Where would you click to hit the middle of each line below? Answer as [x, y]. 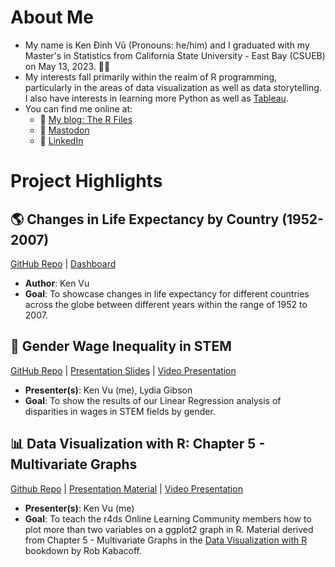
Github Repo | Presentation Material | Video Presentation [126, 488]
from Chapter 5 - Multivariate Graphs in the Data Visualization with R [166, 540]
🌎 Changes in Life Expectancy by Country [145, 219]
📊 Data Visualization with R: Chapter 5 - [138, 444]
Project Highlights [86, 181]
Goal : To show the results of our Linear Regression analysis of [153, 400]
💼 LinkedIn [61, 140]
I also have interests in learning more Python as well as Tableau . [156, 98]
